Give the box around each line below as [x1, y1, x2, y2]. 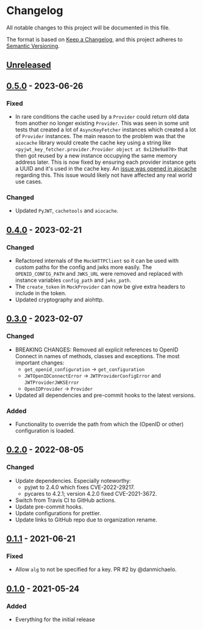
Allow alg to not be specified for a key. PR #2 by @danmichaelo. [15, 566, 177, 573]
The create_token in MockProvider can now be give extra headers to [15, 283, 185, 290]
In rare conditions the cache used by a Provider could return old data [15, 113, 189, 120]
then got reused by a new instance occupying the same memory [15, 152, 177, 160]
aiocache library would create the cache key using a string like [15, 139, 172, 147]
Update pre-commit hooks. [15, 502, 84, 510]
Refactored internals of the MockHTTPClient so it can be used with [15, 257, 179, 264]
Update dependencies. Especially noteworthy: [15, 477, 131, 484]
